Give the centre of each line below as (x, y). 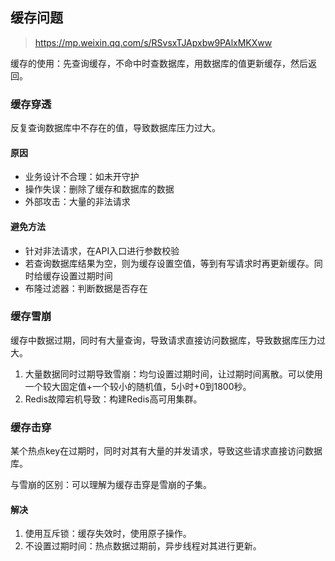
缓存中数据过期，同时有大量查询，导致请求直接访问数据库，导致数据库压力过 (168, 340)
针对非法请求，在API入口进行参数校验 (102, 250)
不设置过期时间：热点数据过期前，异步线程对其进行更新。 (143, 546)
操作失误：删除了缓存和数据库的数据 (99, 189)
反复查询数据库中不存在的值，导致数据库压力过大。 (115, 128)
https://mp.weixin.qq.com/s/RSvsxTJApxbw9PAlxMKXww (153, 42)
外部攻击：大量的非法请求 (77, 202)
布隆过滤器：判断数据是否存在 (86, 288)
